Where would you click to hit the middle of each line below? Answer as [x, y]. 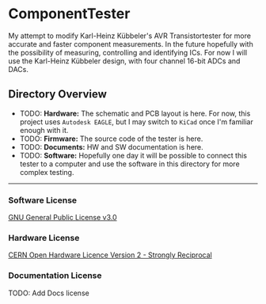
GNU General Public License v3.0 [63, 218]
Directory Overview [57, 95]
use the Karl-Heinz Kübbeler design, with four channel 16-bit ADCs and [124, 61]
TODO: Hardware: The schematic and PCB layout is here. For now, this [135, 113]
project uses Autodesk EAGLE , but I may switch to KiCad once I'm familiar [136, 122]
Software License [43, 200]
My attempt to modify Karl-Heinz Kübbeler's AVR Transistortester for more [130, 36]
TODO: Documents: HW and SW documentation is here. [111, 146]
